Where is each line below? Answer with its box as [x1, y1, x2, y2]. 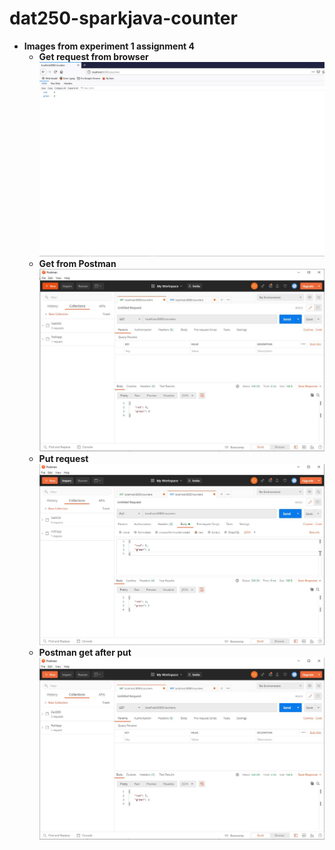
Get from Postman [38, 258, 117, 270]
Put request [38, 452, 89, 464]
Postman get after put [38, 647, 132, 659]
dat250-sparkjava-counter [9, 7, 238, 30]
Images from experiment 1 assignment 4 [23, 40, 196, 52]
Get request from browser [38, 50, 149, 62]
